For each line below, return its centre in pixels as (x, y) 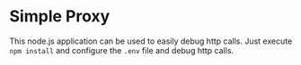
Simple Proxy (60, 16)
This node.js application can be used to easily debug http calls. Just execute (151, 41)
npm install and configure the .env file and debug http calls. (122, 50)
